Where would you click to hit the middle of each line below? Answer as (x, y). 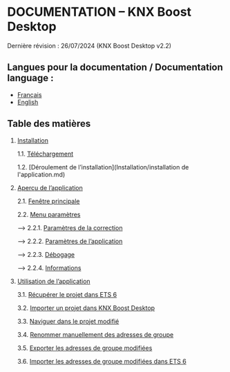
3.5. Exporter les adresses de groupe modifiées (85, 348)
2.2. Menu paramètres (49, 214)
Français (29, 94)
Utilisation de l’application (54, 281)
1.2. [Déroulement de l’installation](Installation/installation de (103, 167)
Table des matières (49, 124)
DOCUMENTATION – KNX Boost (99, 12)
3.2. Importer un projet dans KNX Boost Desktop (86, 308)
